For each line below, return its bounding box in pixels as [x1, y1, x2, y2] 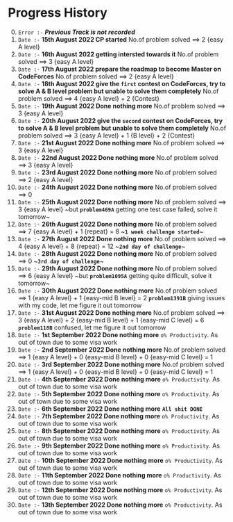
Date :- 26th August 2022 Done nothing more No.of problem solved [17, 220, 217, 228]
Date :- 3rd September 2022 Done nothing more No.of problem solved [17, 360, 225, 368]
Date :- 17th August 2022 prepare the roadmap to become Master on [17, 65, 221, 73]
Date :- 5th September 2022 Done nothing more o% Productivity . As [17, 389, 220, 398]
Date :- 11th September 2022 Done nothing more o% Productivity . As [17, 471, 221, 479]
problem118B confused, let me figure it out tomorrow [17, 323, 166, 332]
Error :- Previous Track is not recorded [17, 28, 135, 36]
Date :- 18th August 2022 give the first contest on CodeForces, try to [17, 79, 226, 88]
